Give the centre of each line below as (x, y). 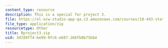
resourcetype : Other (27, 28)
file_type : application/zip (34, 24)
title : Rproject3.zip (28, 33)
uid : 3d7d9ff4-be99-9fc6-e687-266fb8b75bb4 (51, 38)
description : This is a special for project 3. (56, 14)
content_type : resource (30, 10)
